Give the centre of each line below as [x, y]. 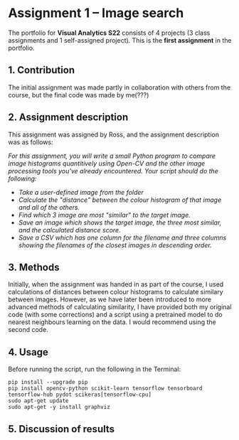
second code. [28, 330]
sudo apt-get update [39, 401]
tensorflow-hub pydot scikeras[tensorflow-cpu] [80, 395]
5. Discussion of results [61, 429]
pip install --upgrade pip [48, 382]
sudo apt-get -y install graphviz [59, 407]
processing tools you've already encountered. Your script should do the [113, 171]
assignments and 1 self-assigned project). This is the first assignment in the [120, 40]
